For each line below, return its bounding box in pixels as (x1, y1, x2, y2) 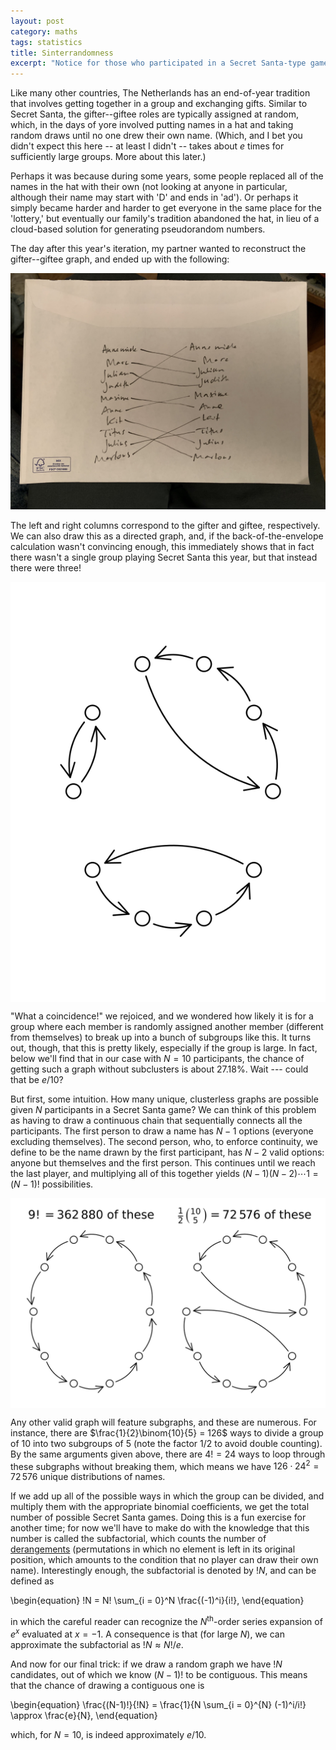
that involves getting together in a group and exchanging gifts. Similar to (10, 98, 308, 110)
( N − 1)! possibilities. (10, 1178, 94, 1190)
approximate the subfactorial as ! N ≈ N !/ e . (10, 1638, 184, 1650)
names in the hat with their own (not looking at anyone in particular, (10, 181, 288, 193)
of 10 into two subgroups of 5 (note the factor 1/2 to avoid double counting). (10, 1437, 323, 1449)
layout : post (10, 16, 65, 26)
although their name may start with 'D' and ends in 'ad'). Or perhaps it (10, 191, 299, 204)
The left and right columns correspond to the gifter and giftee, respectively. (10, 520, 321, 532)
